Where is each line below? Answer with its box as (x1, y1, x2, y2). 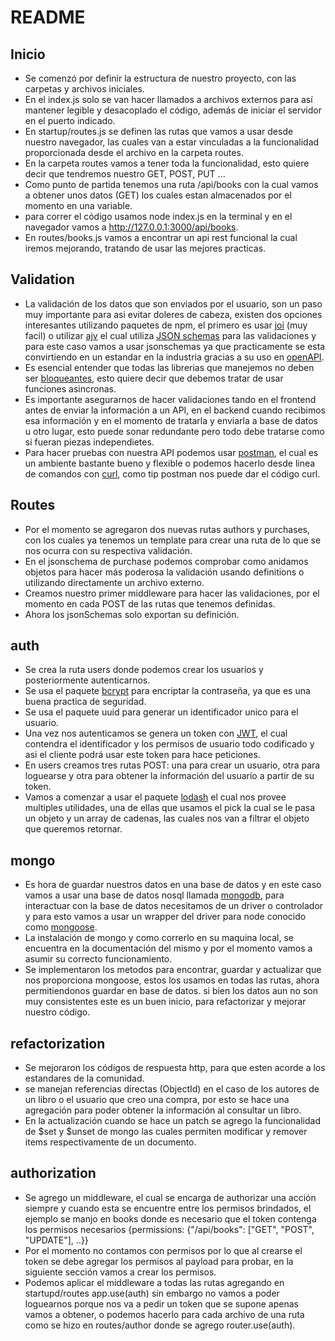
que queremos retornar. (24, 823, 123, 835)
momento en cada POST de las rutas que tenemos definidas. (24, 597, 276, 610)
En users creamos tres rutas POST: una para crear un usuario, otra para (24, 759, 321, 771)
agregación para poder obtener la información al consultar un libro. (24, 1104, 302, 1116)
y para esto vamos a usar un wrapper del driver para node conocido (24, 911, 307, 923)
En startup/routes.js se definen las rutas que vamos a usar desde (24, 126, 294, 137)
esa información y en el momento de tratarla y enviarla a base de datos (24, 414, 318, 426)
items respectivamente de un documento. (24, 1136, 197, 1148)
